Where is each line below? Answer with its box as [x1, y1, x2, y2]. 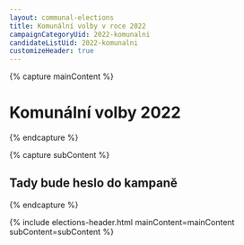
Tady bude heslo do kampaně [9, 176, 178, 191]
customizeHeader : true [9, 47, 94, 56]
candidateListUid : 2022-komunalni [9, 38, 139, 48]
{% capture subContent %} [9, 150, 110, 161]
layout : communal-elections [9, 13, 115, 22]
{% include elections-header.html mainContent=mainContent [9, 216, 235, 227]
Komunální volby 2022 [9, 102, 181, 123]
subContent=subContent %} [9, 226, 115, 237]
